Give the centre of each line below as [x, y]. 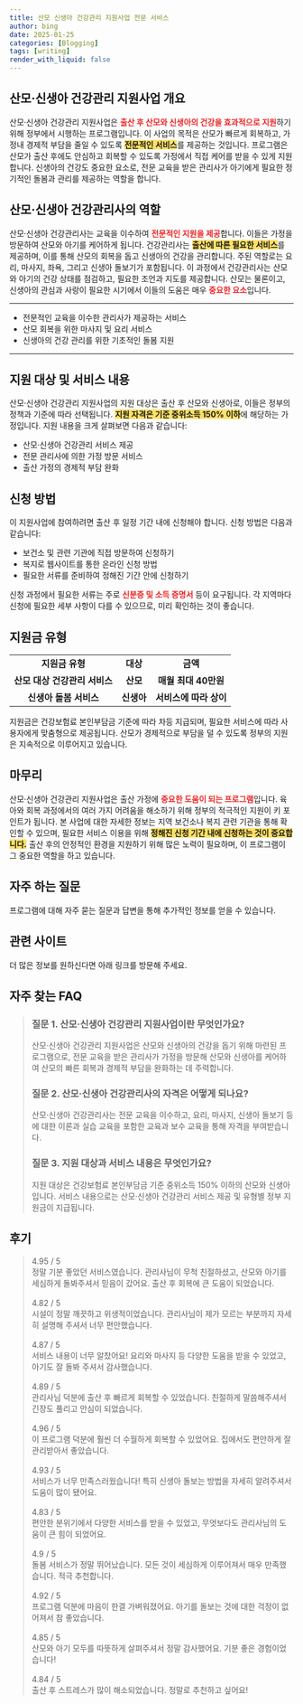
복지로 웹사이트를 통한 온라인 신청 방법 [90, 564]
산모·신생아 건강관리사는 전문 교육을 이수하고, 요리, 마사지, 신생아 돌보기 [157, 1115]
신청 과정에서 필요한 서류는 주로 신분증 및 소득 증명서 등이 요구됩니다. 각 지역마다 [151, 595]
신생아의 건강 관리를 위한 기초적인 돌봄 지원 [98, 340]
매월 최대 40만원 [191, 681]
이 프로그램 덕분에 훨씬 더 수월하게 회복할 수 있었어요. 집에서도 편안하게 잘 [161, 1439]
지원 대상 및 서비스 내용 [70, 380]
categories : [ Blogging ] [54, 43]
